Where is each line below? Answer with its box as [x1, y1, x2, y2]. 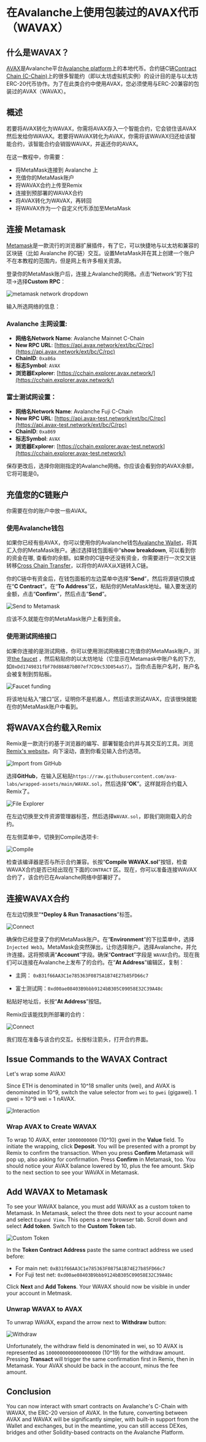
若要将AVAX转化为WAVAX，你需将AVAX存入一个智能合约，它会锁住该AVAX [6, 125, 197, 132]
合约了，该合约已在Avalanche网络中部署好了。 [6, 873, 124, 881]
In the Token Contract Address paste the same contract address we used [6, 1246, 193, 1254]
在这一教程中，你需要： [6, 153, 66, 160]
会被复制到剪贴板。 [6, 670, 55, 678]
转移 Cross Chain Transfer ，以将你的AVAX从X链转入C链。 [6, 562, 151, 569]
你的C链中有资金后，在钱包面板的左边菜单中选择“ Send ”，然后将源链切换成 [6, 575, 195, 583]
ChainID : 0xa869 [15, 428, 56, 435]
